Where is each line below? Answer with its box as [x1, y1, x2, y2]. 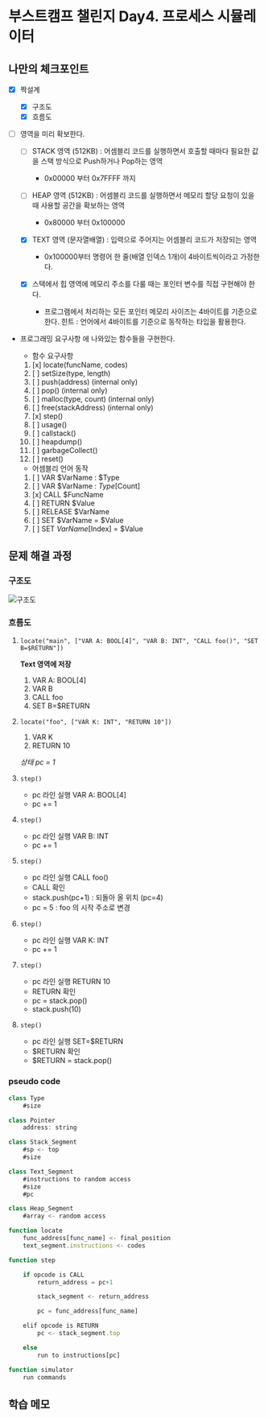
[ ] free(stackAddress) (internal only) [31, 402, 155, 412]
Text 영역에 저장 [19, 659, 72, 669]
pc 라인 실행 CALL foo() [31, 872, 109, 882]
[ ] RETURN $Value [31, 498, 95, 508]
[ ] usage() [31, 419, 68, 429]
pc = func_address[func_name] [37, 1307, 138, 1316]
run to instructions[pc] [37, 1351, 121, 1359]
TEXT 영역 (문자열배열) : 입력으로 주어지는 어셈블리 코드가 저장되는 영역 [31, 235, 258, 245]
